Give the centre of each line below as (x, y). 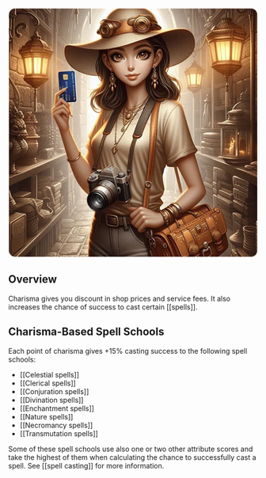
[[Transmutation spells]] (59, 433)
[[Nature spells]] (46, 416)
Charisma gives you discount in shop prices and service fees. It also (120, 298)
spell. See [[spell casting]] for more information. (86, 465)
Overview (33, 280)
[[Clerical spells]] (48, 383)
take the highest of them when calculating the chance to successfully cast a (132, 457)
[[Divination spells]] (51, 400)
